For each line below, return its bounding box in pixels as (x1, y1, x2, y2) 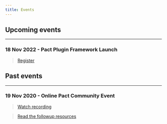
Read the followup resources (17, 113, 77, 119)
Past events (5, 72, 43, 80)
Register (17, 58, 35, 63)
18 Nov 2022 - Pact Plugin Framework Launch (5, 46, 118, 53)
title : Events (5, 7, 35, 12)
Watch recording (17, 104, 52, 110)
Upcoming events (5, 26, 61, 34)
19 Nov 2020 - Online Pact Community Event (5, 92, 115, 99)
